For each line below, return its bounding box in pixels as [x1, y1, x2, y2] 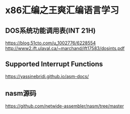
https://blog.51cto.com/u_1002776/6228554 [5, 40, 96, 46]
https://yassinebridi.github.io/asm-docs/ [5, 73, 89, 79]
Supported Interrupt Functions [5, 60, 103, 69]
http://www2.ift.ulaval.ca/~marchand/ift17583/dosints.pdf [5, 45, 125, 51]
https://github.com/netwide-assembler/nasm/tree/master [5, 103, 124, 109]
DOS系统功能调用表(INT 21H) [5, 26, 96, 35]
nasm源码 [5, 89, 37, 98]
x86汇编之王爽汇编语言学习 [5, 5, 119, 16]
